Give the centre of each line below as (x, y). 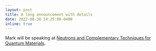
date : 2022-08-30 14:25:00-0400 (39, 19)
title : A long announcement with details (49, 14)
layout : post (19, 10)
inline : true (19, 24)
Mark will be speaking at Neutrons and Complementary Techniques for (78, 38)
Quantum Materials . (25, 43)
